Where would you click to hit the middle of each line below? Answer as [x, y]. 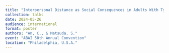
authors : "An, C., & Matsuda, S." [41, 33]
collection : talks [24, 15]
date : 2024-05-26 [23, 19]
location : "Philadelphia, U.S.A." [41, 43]
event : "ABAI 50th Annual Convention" [46, 38]
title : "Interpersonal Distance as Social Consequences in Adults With [82, 10]
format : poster [21, 29]
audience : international [31, 24]
